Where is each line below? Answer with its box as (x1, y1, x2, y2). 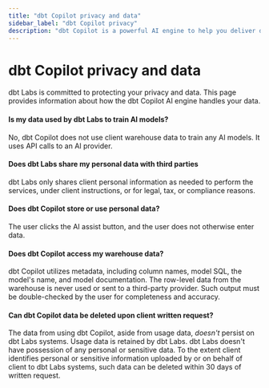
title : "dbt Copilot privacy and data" (8, 11, 142, 20)
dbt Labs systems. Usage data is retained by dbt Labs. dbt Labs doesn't (8, 337, 246, 346)
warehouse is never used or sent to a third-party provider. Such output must (8, 284, 260, 293)
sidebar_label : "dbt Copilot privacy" (8, 19, 138, 27)
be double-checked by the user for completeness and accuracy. (8, 292, 220, 301)
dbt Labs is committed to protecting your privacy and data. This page (8, 87, 237, 97)
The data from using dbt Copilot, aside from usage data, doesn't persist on (8, 328, 255, 337)
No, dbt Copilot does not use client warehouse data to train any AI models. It (8, 132, 260, 142)
